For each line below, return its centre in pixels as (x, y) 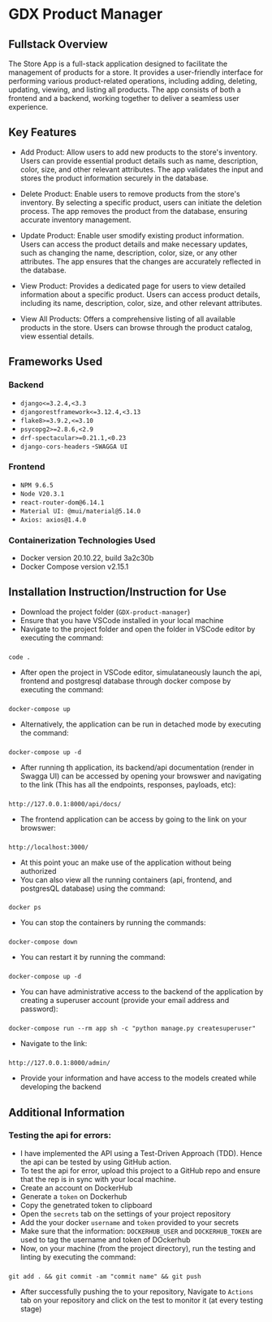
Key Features (43, 132)
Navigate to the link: (54, 1044)
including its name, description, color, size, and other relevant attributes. (141, 303)
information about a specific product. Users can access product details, (140, 295)
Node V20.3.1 (42, 494)
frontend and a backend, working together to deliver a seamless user (124, 98)
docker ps (25, 908)
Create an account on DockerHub (76, 1188)
